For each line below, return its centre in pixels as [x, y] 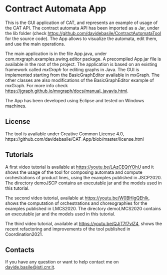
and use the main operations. [35, 44]
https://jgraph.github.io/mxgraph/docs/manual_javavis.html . [67, 91]
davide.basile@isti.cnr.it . [30, 267]
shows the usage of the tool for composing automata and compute [74, 172]
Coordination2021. [24, 234]
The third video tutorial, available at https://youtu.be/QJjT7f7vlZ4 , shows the [84, 223]
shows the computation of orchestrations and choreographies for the [76, 203]
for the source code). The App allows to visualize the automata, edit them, [81, 39]
